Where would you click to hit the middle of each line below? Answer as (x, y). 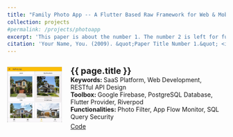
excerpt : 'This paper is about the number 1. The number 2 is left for (113, 37)
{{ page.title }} (101, 71)
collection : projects (38, 22)
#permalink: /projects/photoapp (54, 29)
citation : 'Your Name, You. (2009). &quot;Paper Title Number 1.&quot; (113, 44)
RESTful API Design (98, 88)
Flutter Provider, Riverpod (107, 102)
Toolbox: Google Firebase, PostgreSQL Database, (141, 95)
